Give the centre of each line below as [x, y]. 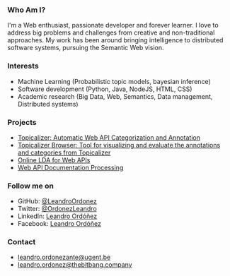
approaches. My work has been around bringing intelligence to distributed [115, 40]
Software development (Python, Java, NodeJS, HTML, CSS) [105, 89]
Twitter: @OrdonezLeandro [57, 209]
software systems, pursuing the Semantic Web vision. [86, 48]
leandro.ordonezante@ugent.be [64, 257]
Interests [23, 66]
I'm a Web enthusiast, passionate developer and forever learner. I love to [113, 25]
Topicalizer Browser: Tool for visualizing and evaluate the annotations [119, 145]
